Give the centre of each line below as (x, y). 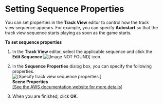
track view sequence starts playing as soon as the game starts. (68, 33)
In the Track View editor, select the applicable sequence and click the (82, 52)
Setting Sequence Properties (65, 9)
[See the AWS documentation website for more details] (67, 87)
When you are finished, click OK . (45, 96)
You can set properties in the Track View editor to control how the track (77, 22)
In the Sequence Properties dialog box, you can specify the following (82, 66)
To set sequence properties (34, 42)
